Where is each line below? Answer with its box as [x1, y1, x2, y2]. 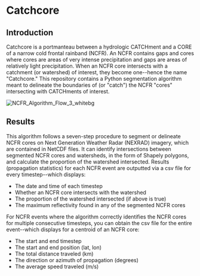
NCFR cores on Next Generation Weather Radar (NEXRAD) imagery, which [6, 139, 189, 146]
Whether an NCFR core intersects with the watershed [14, 189, 146, 196]
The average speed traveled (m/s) [14, 263, 99, 270]
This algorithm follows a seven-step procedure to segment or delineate [6, 132, 181, 139]
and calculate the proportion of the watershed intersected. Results [6, 158, 170, 165]
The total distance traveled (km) [14, 250, 94, 257]
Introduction [6, 28, 54, 38]
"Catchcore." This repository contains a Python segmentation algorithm [6, 75, 182, 82]
